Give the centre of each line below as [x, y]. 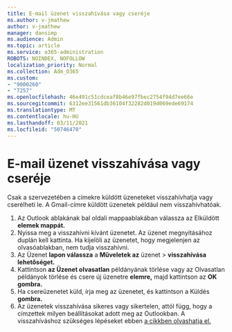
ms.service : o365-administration [55, 53]
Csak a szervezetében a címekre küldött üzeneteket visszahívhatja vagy [110, 197]
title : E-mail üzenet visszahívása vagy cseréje [79, 13]
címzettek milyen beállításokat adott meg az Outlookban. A [101, 314]
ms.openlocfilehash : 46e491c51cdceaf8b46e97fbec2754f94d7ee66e [100, 98]
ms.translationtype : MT [42, 110]
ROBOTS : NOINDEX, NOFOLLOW [46, 59]
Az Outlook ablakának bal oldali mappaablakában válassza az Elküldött [118, 218]
